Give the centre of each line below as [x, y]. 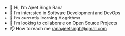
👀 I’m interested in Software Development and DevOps [65, 13]
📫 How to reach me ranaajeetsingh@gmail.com [58, 28]
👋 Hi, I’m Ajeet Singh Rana [36, 8]
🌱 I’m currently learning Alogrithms [45, 18]
